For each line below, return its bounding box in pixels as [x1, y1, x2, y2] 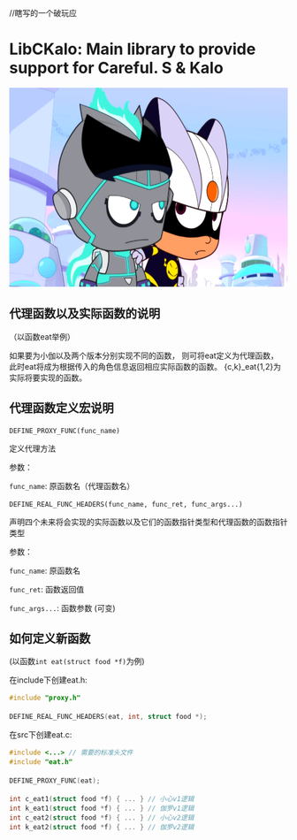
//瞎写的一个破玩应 [9, 8, 78, 18]
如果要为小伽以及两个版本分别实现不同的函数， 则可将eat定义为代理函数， [9, 350, 278, 361]
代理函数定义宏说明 [9, 401, 114, 416]
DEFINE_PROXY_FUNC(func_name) [9, 426, 121, 435]
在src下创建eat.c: [9, 729, 72, 740]
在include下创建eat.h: [9, 675, 88, 685]
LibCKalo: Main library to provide [9, 39, 256, 59]
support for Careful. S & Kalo [9, 58, 224, 78]
